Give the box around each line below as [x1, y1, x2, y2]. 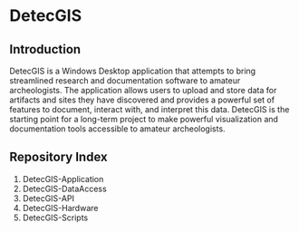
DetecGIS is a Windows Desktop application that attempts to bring [9, 65, 256, 76]
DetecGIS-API [22, 192, 75, 204]
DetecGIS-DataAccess [22, 183, 107, 194]
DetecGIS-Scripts [22, 212, 89, 223]
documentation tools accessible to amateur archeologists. [9, 123, 226, 134]
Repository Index [9, 150, 108, 165]
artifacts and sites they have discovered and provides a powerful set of [9, 94, 275, 105]
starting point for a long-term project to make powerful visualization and [9, 114, 279, 124]
